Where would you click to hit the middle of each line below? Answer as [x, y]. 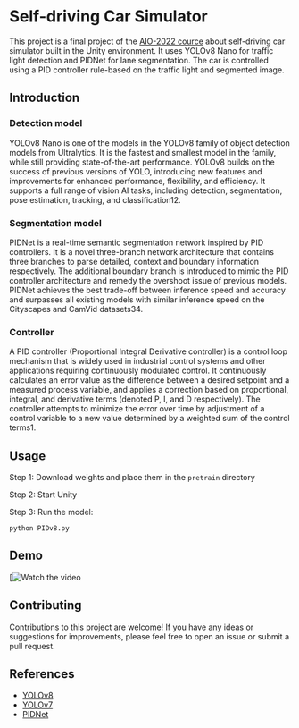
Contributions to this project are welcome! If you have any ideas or [132, 627]
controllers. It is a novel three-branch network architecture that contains [142, 251]
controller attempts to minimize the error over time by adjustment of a [137, 409]
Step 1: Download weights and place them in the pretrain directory [133, 478]
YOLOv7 [37, 705]
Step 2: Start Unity [43, 495]
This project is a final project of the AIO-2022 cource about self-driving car [147, 41]
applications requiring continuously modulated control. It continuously [138, 371]
